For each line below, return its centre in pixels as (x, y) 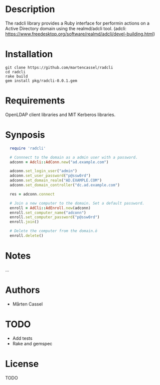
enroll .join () (24, 222)
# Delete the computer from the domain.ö (54, 231)
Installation (29, 54)
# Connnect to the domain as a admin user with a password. (74, 157)
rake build (17, 76)
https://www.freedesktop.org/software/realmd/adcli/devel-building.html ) (80, 34)
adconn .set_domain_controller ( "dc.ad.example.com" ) (65, 185)
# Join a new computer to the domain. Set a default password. (77, 203)
